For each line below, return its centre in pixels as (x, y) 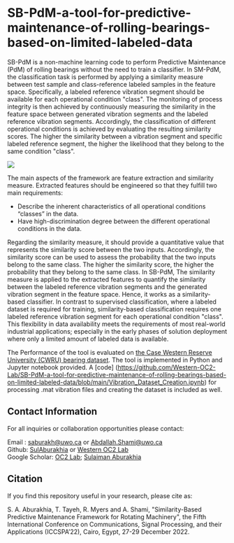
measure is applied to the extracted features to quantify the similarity (107, 279)
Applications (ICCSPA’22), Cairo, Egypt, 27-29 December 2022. (98, 531)
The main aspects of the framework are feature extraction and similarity (111, 178)
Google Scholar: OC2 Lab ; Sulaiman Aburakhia (74, 457)
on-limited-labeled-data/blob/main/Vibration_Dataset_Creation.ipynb (106, 382)
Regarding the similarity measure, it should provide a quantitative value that (116, 242)
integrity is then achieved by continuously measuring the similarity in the (111, 106)
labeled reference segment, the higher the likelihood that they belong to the (116, 143)
